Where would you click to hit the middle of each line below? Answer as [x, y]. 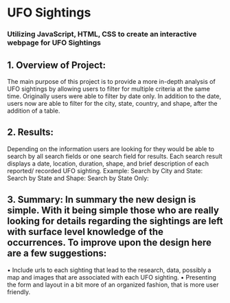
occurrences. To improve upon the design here [109, 243]
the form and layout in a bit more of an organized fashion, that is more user [113, 284]
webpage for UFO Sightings [54, 43]
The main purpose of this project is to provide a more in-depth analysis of [112, 81]
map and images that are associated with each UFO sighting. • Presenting [112, 277]
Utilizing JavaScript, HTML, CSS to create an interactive [102, 34]
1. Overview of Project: [57, 65]
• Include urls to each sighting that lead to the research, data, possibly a [109, 270]
